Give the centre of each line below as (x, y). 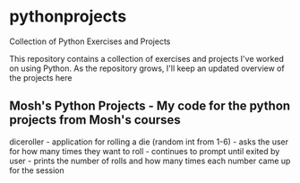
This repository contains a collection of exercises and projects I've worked (146, 58)
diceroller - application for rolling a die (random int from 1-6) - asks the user (149, 142)
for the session (37, 170)
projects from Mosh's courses (95, 120)
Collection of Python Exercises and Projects (90, 41)
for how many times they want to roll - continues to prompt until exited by (145, 151)
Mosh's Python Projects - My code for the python (150, 106)
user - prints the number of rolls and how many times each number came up (150, 161)
